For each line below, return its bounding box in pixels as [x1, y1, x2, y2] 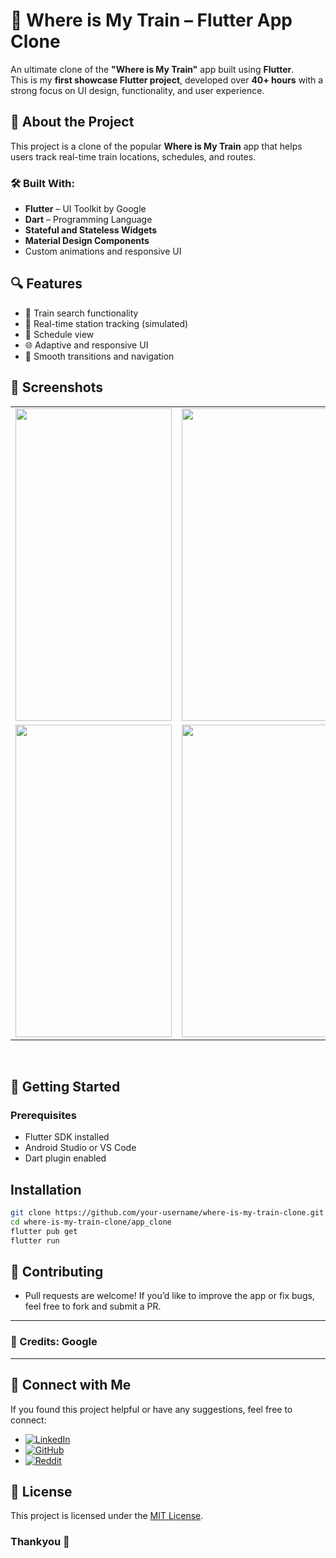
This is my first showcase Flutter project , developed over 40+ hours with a [10, 74, 324, 86]
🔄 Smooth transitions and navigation [24, 350, 175, 362]
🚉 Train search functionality [24, 307, 139, 319]
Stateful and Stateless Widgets [24, 224, 158, 236]
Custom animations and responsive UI [24, 245, 182, 258]
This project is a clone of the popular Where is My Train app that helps [10, 140, 303, 152]
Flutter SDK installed [24, 1131, 110, 1143]
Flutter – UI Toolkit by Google [24, 203, 147, 215]
